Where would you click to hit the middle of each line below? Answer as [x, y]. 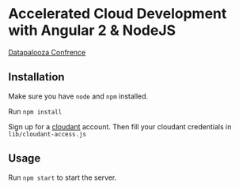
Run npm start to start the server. [63, 177]
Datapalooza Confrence [47, 52]
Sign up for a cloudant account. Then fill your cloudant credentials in [120, 126]
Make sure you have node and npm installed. [78, 96]
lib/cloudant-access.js [47, 134]
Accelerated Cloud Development [118, 14]
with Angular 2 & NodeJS [92, 30]
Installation [36, 77]
